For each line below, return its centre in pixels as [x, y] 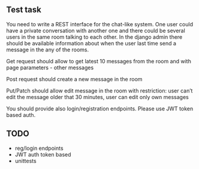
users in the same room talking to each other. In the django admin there [94, 37]
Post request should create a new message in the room [74, 79]
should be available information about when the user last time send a [91, 43]
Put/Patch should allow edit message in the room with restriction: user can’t [99, 90]
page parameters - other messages [50, 67]
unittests [26, 161]
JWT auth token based [43, 154]
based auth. [21, 115]
